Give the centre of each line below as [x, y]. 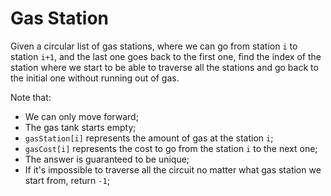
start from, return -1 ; [67, 180]
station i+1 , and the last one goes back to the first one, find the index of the [166, 56]
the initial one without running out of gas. [95, 78]
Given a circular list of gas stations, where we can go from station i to [154, 46]
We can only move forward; [81, 116]
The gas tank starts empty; [80, 127]
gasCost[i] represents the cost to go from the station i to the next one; [171, 148]
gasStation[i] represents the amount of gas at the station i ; [149, 138]
